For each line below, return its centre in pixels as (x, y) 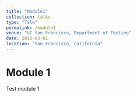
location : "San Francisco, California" (55, 44)
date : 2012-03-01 (27, 38)
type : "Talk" (22, 22)
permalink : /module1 (31, 28)
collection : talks (28, 17)
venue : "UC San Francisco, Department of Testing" (69, 33)
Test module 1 (23, 88)
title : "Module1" (27, 11)
